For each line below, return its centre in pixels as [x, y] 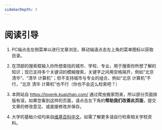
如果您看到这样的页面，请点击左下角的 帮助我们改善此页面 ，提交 [92, 100]
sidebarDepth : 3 [21, 9]
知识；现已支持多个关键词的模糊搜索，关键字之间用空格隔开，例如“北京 [82, 72]
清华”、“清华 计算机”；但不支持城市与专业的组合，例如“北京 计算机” [79, 78]
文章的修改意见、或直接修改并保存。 [48, 106]
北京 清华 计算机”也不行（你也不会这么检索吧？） [71, 84]
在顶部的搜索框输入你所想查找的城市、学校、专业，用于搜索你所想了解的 [84, 65]
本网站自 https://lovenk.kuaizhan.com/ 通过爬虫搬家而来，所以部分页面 [82, 94]
